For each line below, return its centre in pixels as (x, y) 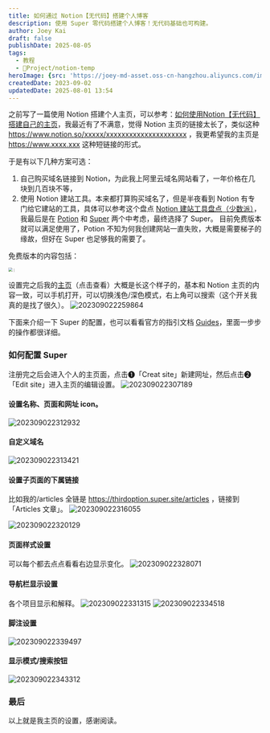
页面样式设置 (29, 544)
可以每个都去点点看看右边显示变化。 (68, 564)
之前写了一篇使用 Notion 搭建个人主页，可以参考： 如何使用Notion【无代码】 (135, 114)
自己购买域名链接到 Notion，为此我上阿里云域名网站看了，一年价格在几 (137, 178)
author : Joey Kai (37, 31)
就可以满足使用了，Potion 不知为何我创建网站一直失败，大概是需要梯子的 (141, 229)
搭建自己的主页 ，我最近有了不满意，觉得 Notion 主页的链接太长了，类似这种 (134, 125)
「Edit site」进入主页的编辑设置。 (64, 384)
